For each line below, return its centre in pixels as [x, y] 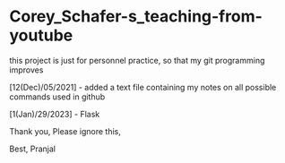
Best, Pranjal [33, 149]
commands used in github [57, 97]
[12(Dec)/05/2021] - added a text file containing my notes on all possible [143, 87]
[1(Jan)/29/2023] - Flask [55, 114]
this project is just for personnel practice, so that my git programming [137, 60]
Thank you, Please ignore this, [65, 131]
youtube [41, 35]
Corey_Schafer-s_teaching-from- [136, 17]
